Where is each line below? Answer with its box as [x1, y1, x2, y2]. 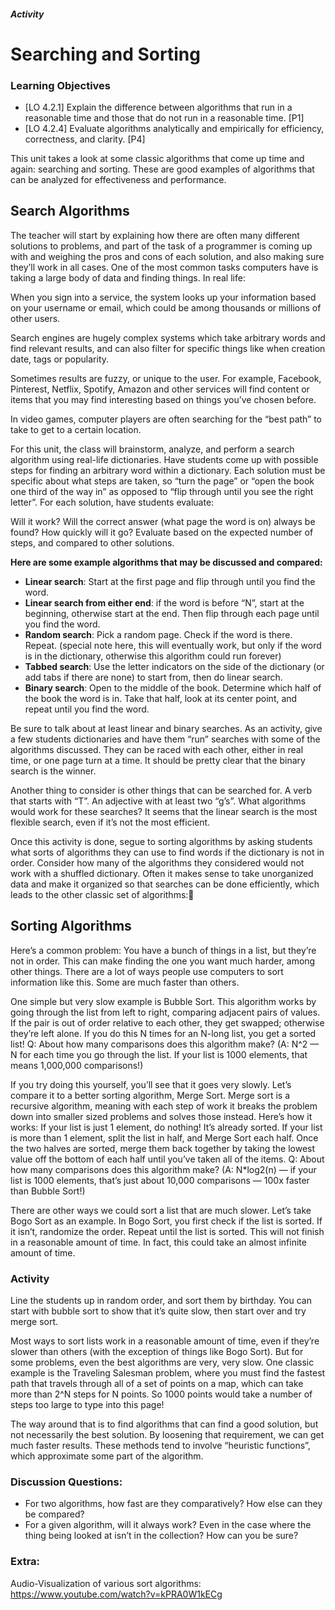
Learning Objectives [10, 78, 112, 92]
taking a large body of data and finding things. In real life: [10, 271, 246, 284]
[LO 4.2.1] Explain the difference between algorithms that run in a [24, 101, 293, 114]
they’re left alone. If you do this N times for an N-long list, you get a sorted [10, 1027, 317, 1039]
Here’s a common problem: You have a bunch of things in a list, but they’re [10, 944, 317, 956]
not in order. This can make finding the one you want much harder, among [10, 955, 316, 967]
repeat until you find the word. [24, 703, 150, 715]
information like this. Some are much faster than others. [10, 976, 240, 988]
